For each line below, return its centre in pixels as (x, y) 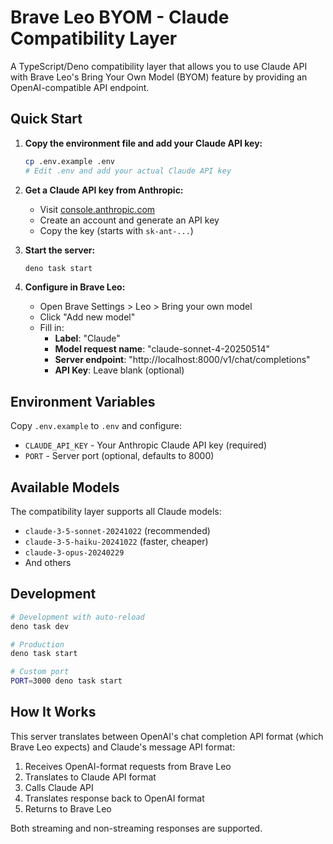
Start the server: (60, 250)
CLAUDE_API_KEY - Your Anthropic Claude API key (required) (145, 445)
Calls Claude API (59, 787)
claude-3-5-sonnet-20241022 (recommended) (117, 530)
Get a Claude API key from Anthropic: (104, 190)
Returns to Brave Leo (68, 808)
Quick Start (46, 119)
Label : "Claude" (87, 338)
